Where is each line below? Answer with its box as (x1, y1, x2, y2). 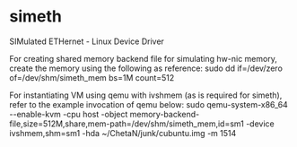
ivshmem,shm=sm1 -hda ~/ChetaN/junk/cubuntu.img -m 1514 (9, 127, 237, 138)
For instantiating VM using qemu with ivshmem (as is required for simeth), (9, 90, 283, 100)
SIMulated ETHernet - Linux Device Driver (9, 36, 164, 47)
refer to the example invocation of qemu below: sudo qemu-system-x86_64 (9, 99, 289, 109)
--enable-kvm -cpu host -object (9, 108, 128, 119)
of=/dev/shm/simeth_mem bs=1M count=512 (9, 72, 175, 82)
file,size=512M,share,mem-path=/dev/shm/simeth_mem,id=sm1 (9, 118, 244, 129)
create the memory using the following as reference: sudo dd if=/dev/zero (9, 63, 283, 73)
